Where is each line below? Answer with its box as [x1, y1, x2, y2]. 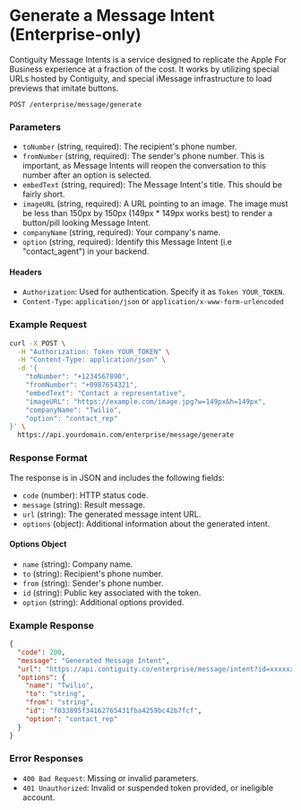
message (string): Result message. [21, 499, 146, 510]
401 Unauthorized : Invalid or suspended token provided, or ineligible [21, 782, 274, 793]
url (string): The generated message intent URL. [21, 509, 202, 519]
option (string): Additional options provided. [21, 597, 185, 607]
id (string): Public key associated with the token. [21, 587, 202, 597]
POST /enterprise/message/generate [9, 100, 142, 109]
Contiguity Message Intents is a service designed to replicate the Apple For [9, 54, 288, 65]
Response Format [9, 452, 88, 465]
